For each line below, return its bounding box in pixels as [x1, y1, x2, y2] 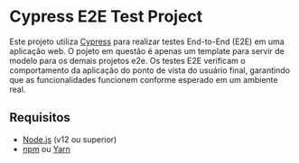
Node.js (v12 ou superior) [22, 133, 117, 145]
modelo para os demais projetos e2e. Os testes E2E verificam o [9, 55, 246, 66]
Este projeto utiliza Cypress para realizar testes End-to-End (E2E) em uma [9, 36, 285, 47]
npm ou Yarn [22, 143, 70, 154]
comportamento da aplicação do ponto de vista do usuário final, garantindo [9, 65, 291, 76]
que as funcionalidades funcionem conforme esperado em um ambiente [9, 74, 278, 85]
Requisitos [9, 110, 70, 125]
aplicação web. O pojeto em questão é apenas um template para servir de [9, 45, 285, 56]
